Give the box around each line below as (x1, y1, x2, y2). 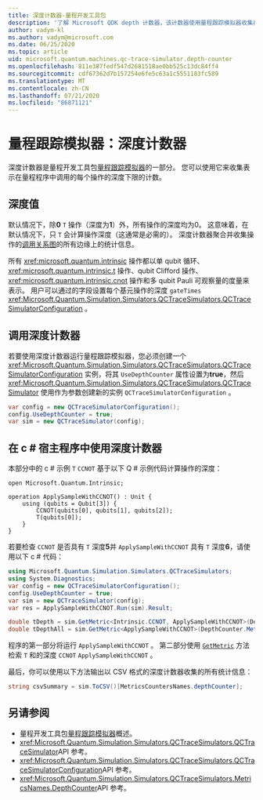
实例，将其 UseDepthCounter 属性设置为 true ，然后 (85, 369, 244, 379)
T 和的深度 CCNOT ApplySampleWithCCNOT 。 (23, 650, 157, 660)
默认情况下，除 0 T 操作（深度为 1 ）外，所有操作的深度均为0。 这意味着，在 (8, 220, 249, 229)
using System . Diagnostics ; (8, 575, 96, 583)
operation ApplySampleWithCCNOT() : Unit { (8, 493, 153, 501)
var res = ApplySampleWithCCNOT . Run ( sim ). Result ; (8, 604, 174, 612)
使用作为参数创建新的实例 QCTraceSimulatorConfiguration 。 (40, 387, 236, 397)
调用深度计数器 (8, 329, 81, 342)
